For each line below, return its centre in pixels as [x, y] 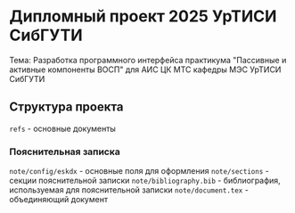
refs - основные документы [62, 128]
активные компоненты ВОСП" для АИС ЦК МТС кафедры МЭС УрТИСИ [145, 70]
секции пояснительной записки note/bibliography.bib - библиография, [145, 181]
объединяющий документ [59, 200]
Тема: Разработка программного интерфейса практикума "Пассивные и [148, 60]
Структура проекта [66, 107]
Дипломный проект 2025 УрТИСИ [143, 16]
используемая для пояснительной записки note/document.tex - [129, 190]
